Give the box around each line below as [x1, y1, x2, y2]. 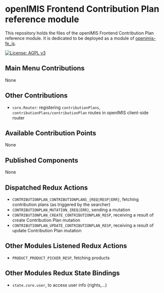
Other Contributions [5, 92, 68, 100]
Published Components [5, 156, 78, 165]
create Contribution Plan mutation [12, 217, 81, 223]
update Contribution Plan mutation [12, 228, 82, 233]
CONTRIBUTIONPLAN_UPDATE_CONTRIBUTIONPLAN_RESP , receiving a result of [12, 222, 154, 228]
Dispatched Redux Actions [5, 183, 88, 192]
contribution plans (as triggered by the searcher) [12, 202, 111, 207]
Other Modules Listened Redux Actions [5, 242, 127, 250]
